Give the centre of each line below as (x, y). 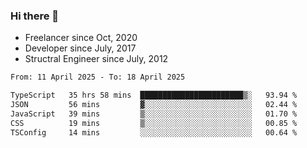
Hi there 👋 (35, 16)
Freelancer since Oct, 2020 (81, 38)
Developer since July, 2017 (80, 48)
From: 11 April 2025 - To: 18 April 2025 (98, 77)
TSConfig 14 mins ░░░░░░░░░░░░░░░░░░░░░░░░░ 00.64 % (154, 132)
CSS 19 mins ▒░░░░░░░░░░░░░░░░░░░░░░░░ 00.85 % (154, 123)
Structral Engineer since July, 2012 (96, 59)
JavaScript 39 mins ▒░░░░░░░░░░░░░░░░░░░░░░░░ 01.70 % (154, 114)
